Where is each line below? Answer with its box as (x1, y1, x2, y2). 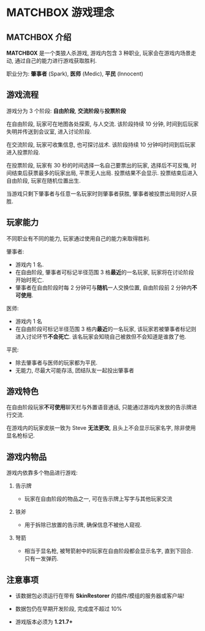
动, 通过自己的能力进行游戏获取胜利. (6, 57, 97, 64)
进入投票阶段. (6, 148, 41, 156)
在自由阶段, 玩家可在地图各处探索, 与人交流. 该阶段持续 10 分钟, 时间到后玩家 (6, 120, 199, 128)
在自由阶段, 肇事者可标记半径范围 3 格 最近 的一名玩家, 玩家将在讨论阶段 (15, 268, 195, 276)
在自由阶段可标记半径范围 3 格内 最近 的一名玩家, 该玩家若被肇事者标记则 (15, 325, 197, 332)
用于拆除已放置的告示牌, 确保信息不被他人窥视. (24, 521, 142, 529)
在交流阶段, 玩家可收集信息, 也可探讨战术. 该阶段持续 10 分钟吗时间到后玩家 (6, 140, 196, 148)
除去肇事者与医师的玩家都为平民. (15, 359, 98, 366)
